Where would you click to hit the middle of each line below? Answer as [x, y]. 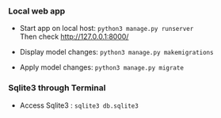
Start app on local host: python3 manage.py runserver [107, 29]
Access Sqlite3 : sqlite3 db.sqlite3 [79, 105]
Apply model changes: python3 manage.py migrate [102, 67]
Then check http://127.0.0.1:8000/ [74, 36]
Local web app [37, 11]
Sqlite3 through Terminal [57, 88]
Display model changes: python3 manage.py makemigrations [116, 52]
